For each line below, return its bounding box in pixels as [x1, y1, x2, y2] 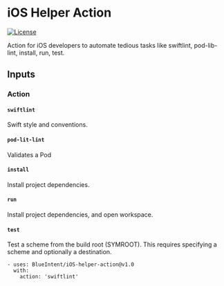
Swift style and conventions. [7, 120, 88, 129]
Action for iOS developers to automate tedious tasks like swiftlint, [7, 41, 193, 49]
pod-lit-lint [7, 136, 45, 143]
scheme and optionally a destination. [7, 248, 112, 256]
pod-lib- [194, 41, 218, 49]
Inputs [7, 69, 36, 80]
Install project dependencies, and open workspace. [7, 211, 153, 219]
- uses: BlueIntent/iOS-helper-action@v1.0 [7, 261, 135, 268]
